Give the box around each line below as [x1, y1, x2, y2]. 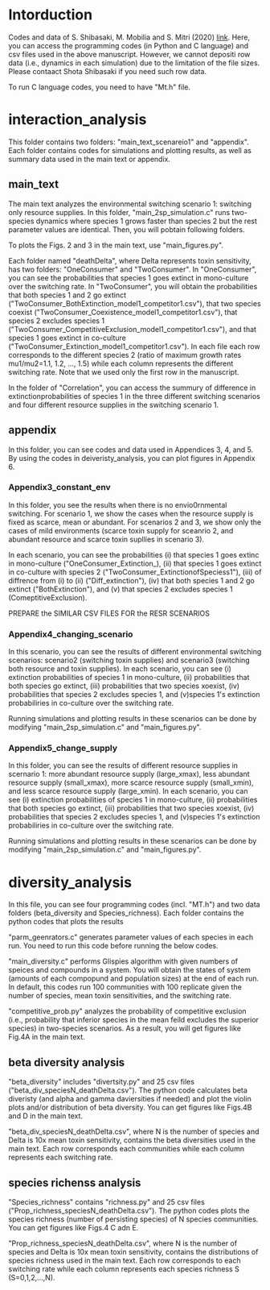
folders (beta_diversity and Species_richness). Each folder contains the [8, 908, 244, 918]
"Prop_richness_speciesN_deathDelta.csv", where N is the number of [8, 1238, 238, 1248]
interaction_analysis [8, 110, 147, 129]
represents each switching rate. [8, 1152, 113, 1162]
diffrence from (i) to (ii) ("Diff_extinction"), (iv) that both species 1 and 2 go [8, 575, 255, 585]
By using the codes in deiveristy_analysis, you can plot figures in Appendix [8, 453, 256, 462]
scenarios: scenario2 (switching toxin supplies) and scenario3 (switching [8, 655, 251, 666]
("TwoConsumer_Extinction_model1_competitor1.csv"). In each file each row [8, 341, 260, 351]
